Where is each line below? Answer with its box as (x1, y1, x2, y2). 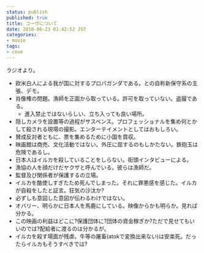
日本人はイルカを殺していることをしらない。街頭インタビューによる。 (15, 156, 192, 163)
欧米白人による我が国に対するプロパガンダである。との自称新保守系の (15, 79, 193, 86)
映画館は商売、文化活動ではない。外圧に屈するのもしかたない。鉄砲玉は (15, 140, 198, 148)
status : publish (6, 9, 48, 15)
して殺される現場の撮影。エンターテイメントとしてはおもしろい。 (15, 125, 182, 132)
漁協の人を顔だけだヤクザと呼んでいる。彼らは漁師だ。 (15, 164, 155, 171)
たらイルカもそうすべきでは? (15, 240, 88, 247)
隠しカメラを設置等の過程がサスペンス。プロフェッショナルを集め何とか (15, 118, 198, 125)
